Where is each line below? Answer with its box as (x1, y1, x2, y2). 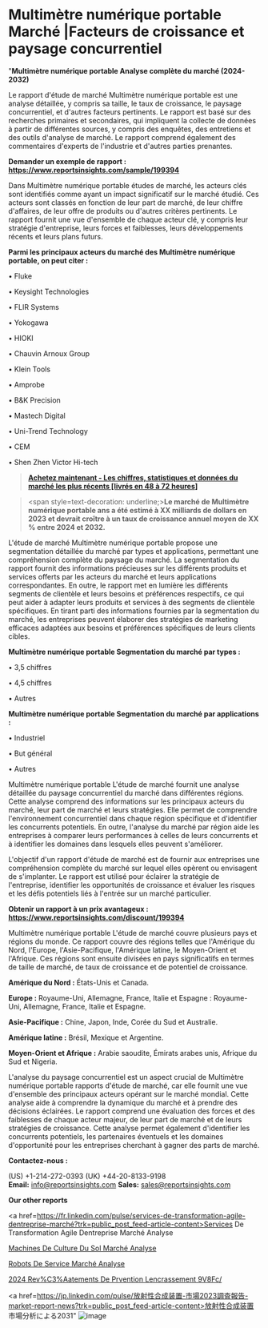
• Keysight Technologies (8, 287, 90, 296)
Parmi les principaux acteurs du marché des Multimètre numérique (8, 247, 236, 257)
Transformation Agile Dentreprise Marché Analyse (8, 1227, 174, 1238)
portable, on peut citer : (8, 255, 89, 265)
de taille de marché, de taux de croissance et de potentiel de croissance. (8, 962, 248, 972)
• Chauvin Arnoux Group (8, 348, 90, 358)
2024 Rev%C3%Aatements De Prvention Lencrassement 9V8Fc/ (8, 1274, 222, 1284)
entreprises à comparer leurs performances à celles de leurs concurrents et (8, 830, 258, 840)
